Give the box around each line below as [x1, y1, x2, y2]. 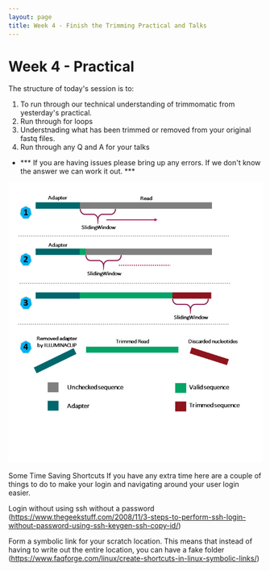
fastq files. [19, 134, 56, 144]
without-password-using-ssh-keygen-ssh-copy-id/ [8, 521, 179, 531]
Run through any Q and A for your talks [19, 142, 151, 152]
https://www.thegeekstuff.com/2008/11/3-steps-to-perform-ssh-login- [10, 512, 247, 522]
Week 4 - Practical [8, 57, 135, 76]
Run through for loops [19, 117, 93, 127]
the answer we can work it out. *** [19, 166, 135, 177]
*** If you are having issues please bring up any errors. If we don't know [19, 158, 261, 168]
